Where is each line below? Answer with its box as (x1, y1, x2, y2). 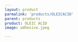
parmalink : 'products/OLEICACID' (4, 12, 74, 17)
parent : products (4, 16, 41, 21)
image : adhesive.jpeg (4, 25, 50, 30)
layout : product (4, 7, 38, 12)
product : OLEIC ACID (4, 21, 48, 26)
